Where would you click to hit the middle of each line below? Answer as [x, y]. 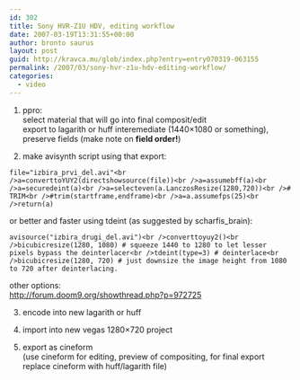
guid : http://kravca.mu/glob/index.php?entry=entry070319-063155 [134, 59]
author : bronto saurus [52, 43]
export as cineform [57, 347]
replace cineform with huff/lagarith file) [95, 366]
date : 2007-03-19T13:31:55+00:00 [72, 34]
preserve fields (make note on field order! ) [101, 138]
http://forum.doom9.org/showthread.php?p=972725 [106, 295]
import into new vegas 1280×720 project [97, 330]
